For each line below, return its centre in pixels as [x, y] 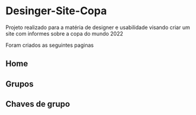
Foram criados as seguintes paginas [50, 45]
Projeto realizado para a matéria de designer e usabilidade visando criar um [98, 27]
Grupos [20, 84]
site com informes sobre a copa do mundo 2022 [65, 33]
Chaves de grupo [38, 104]
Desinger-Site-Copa [56, 11]
